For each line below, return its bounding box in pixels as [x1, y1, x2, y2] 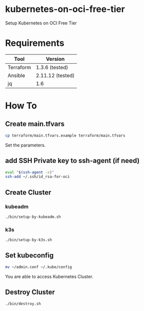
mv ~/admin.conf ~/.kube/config [5, 264, 72, 270]
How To [5, 100, 37, 112]
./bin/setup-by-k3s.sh [5, 238, 52, 243]
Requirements [5, 37, 65, 49]
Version [46, 55, 65, 62]
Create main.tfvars [5, 120, 65, 128]
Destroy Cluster [5, 288, 55, 297]
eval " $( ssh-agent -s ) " [5, 169, 55, 175]
